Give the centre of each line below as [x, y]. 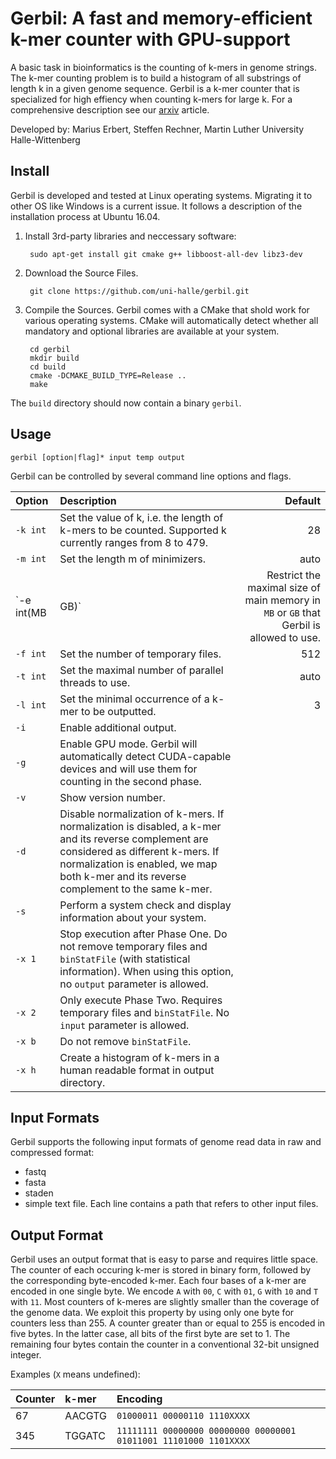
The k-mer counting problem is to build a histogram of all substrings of [156, 78]
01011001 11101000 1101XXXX [183, 1441]
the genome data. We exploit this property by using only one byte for [152, 1313]
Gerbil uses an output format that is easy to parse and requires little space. [164, 1259]
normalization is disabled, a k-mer [140, 826]
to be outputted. [118, 711]
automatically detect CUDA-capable [145, 756]
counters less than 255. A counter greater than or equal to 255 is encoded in [168, 1323]
